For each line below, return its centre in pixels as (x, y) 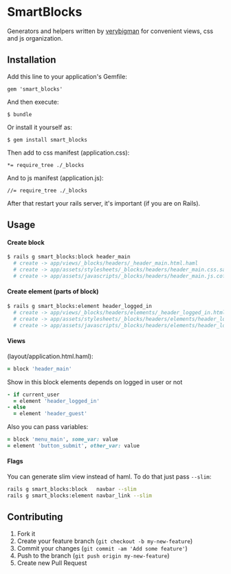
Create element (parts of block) (53, 291)
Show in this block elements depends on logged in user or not (95, 382)
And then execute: (33, 102)
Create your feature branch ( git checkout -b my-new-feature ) (105, 541)
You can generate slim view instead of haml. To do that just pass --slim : (109, 477)
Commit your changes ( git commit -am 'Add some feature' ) (102, 548)
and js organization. (35, 38)
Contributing (35, 517)
